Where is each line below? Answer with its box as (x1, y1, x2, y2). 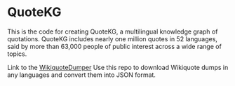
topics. (7, 50, 27, 58)
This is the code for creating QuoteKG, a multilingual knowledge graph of (7, 27, 218, 36)
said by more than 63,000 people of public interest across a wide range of (7, 42, 222, 50)
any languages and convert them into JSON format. (7, 71, 156, 79)
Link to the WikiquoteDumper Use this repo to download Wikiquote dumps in (7, 63, 229, 71)
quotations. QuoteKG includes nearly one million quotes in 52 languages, (7, 34, 217, 43)
